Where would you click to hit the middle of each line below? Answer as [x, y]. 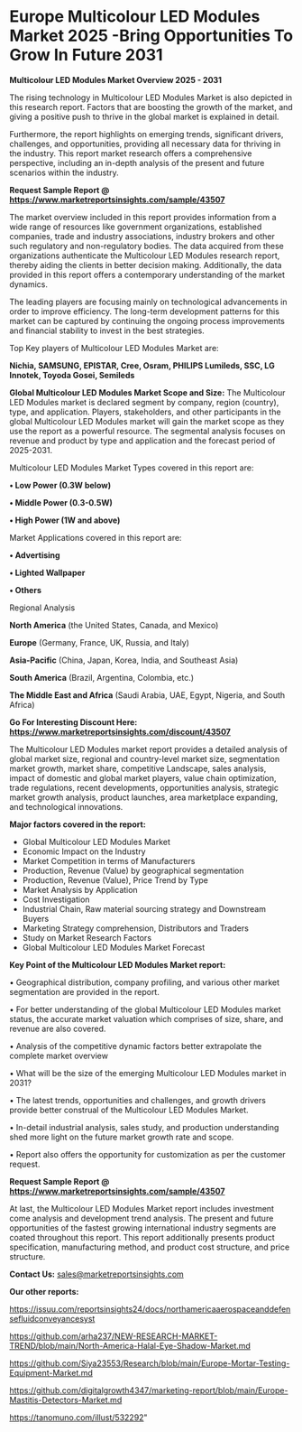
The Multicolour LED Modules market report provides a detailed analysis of [149, 749]
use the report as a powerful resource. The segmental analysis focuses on [147, 431]
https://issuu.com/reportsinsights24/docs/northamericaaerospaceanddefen [150, 1309]
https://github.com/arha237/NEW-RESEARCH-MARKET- [114, 1336]
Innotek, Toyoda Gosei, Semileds [72, 375]
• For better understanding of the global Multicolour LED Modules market [145, 1009]
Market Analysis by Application [80, 889]
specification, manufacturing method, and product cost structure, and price [150, 1247]
